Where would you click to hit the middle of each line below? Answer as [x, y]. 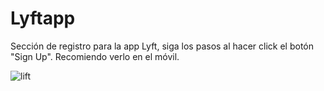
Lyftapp [43, 18]
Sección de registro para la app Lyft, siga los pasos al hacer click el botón [162, 46]
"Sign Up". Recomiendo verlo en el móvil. [95, 56]
